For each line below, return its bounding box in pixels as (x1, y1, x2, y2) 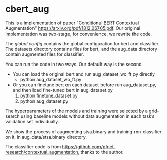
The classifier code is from (5, 143, 61, 150)
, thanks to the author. (78, 149, 124, 155)
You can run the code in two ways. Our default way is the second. (5, 61, 143, 67)
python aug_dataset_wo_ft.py (20, 76, 82, 82)
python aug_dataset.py (20, 98, 69, 104)
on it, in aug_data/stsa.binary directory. (5, 134, 87, 140)
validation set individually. (5, 118, 59, 124)
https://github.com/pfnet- (62, 143, 116, 150)
